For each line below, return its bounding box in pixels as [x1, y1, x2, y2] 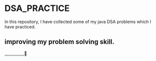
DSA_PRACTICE [4, 3, 70, 14]
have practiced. [4, 24, 36, 29]
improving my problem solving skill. [4, 38, 115, 46]
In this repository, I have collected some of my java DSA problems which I [4, 19, 151, 24]
